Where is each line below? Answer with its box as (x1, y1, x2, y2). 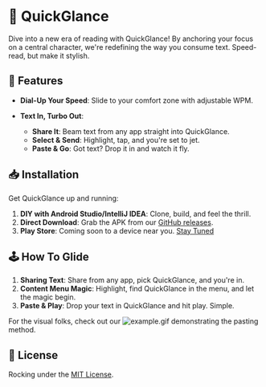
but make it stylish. (27, 51, 90, 60)
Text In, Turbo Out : (19, 111, 84, 120)
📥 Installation (8, 168, 80, 181)
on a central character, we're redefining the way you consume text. (8, 42, 231, 51)
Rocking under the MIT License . (8, 369, 114, 380)
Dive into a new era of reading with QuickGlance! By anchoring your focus (8, 34, 254, 43)
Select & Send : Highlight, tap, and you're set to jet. (31, 135, 200, 145)
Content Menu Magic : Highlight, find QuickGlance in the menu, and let (19, 284, 255, 294)
